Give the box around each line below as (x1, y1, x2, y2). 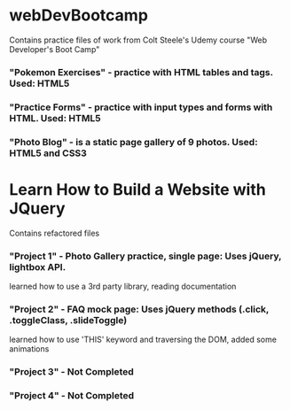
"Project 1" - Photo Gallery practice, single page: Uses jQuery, (9, 250, 282, 262)
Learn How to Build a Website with (9, 179, 266, 199)
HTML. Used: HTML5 (9, 112, 101, 124)
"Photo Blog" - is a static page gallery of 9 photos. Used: (9, 135, 259, 148)
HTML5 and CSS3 (9, 147, 87, 159)
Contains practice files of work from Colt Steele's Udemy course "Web (9, 35, 268, 45)
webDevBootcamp (9, 5, 149, 26)
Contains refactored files (9, 228, 100, 238)
